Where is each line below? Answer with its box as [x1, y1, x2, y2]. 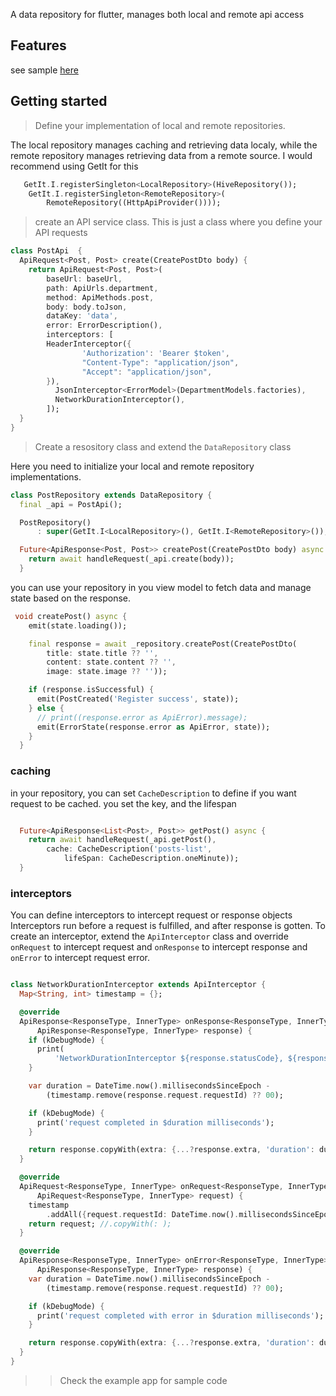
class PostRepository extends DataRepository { [10, 490, 213, 500]
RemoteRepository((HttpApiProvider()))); [46, 198, 222, 208]
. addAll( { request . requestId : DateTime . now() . [46, 1209, 240, 1219]
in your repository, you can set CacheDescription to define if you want [10, 787, 297, 799]
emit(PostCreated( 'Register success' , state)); [36, 694, 240, 704]
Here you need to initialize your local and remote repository [10, 460, 255, 472]
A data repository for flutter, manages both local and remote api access [10, 9, 305, 20]
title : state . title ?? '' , [46, 648, 159, 658]
